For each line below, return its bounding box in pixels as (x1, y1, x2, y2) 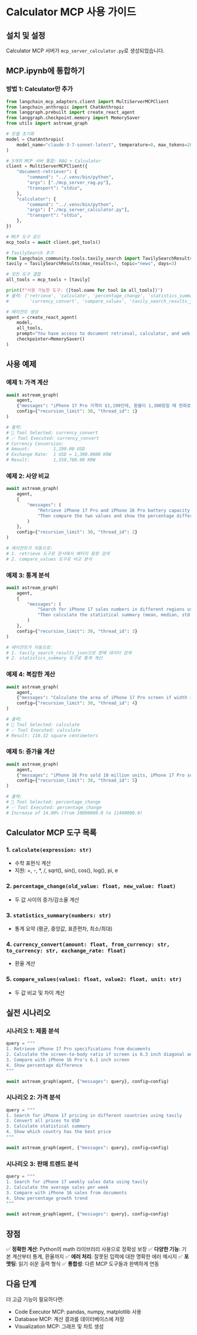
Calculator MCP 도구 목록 (6, 827, 97, 838)
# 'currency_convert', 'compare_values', (6, 298, 127, 304)
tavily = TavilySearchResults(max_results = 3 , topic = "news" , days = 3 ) (6, 261, 177, 267)
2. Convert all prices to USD (6, 1118, 80, 1124)
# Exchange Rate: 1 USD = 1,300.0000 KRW (6, 452, 111, 458)
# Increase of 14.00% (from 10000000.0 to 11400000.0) (6, 810, 143, 816)
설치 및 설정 (6, 30, 46, 40)
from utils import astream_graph (6, 121, 88, 127)
